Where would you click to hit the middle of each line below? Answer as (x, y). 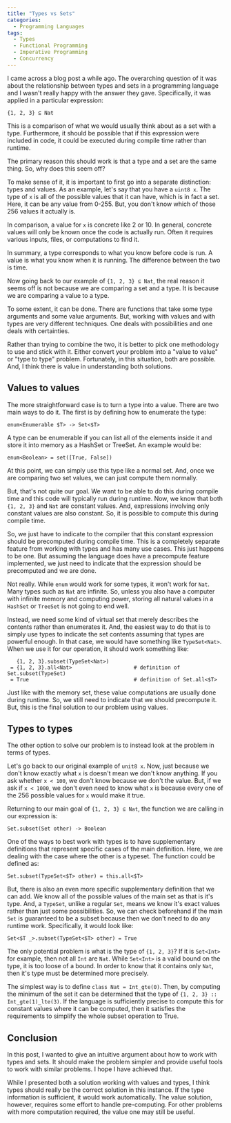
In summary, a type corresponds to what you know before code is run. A (110, 252)
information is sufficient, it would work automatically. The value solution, (110, 1097)
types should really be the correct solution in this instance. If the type (106, 1090)
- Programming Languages (49, 26)
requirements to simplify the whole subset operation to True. (93, 1016)
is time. (18, 267)
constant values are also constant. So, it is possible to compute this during (113, 513)
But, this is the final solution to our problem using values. (88, 707)
